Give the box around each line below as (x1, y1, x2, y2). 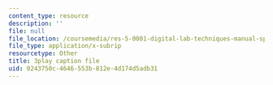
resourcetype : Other (8, 49, 79, 57)
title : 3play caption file (8, 57, 100, 66)
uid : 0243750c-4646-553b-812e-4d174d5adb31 (8, 65, 158, 73)
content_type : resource (8, 11, 89, 20)
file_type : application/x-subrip (8, 42, 122, 50)
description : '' (8, 19, 63, 28)
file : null (8, 27, 45, 35)
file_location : (8, 34, 60, 43)
